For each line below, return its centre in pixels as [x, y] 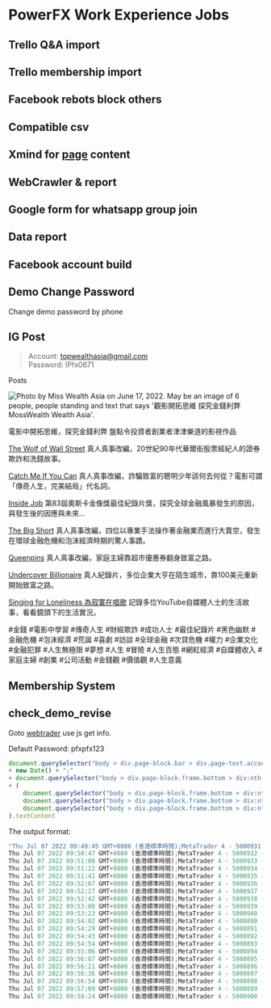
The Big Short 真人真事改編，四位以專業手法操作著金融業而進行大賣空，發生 [135, 530]
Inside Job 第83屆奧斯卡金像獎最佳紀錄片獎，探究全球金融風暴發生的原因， [133, 504]
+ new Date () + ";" [41, 771]
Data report [38, 237]
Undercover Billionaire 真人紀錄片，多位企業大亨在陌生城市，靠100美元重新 [133, 575]
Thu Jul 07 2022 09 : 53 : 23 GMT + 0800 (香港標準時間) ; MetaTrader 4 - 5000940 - [137, 914]
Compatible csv [49, 127]
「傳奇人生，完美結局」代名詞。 [61, 486]
